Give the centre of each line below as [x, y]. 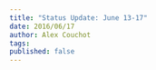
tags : [19, 43]
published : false [42, 52]
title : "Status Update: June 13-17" [78, 18]
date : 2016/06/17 [42, 26]
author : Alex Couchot [50, 35]
